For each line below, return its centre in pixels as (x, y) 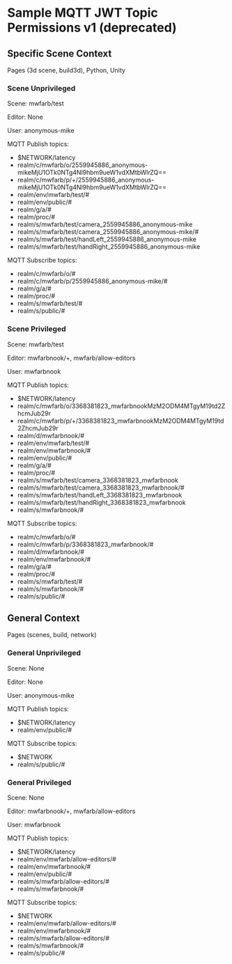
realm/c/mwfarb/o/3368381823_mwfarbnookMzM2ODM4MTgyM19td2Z (121, 406)
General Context (44, 618)
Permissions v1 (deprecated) (92, 28)
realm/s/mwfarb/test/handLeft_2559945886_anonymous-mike (107, 240)
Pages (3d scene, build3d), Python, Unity (66, 70)
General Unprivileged (44, 653)
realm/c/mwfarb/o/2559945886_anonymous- (83, 165)
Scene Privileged (37, 329)
